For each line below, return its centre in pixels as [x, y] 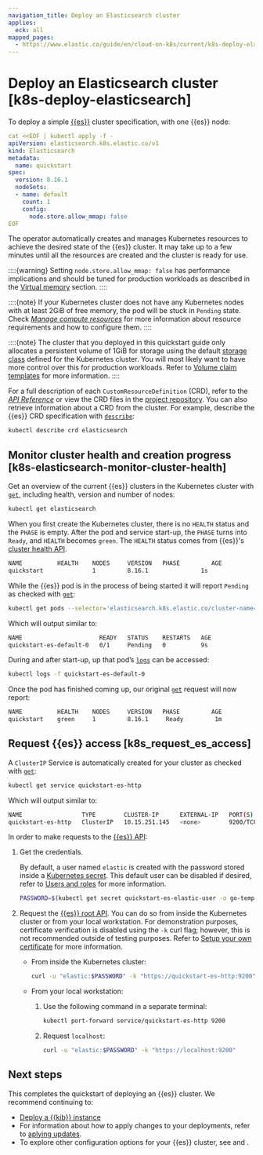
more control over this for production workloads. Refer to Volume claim [122, 368]
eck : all [29, 30]
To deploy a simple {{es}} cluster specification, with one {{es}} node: [119, 122]
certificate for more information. [71, 947]
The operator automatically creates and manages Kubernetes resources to [128, 239]
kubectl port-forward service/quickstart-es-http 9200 [134, 1021]
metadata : [24, 158]
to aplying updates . [50, 1134]
